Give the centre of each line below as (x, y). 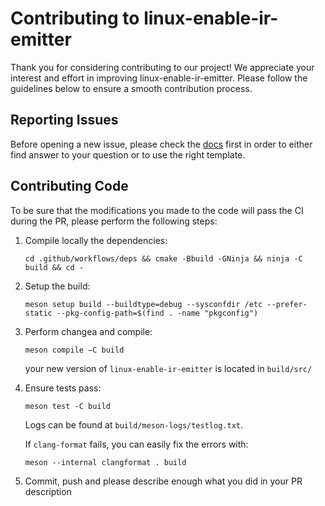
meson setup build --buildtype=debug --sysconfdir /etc (143, 304)
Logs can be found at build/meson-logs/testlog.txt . (134, 424)
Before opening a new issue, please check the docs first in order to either (161, 144)
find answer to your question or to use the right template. (128, 154)
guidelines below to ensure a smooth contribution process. (131, 88)
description (48, 491)
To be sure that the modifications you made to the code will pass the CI (157, 210)
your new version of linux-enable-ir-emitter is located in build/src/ (168, 368)
